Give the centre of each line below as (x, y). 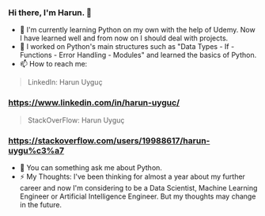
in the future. (40, 204)
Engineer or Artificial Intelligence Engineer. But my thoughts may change (138, 196)
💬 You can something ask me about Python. (91, 167)
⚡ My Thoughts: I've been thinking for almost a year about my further (132, 176)
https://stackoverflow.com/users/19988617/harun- (109, 140)
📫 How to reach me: (53, 64)
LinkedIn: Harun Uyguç (65, 82)
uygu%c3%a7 (36, 150)
